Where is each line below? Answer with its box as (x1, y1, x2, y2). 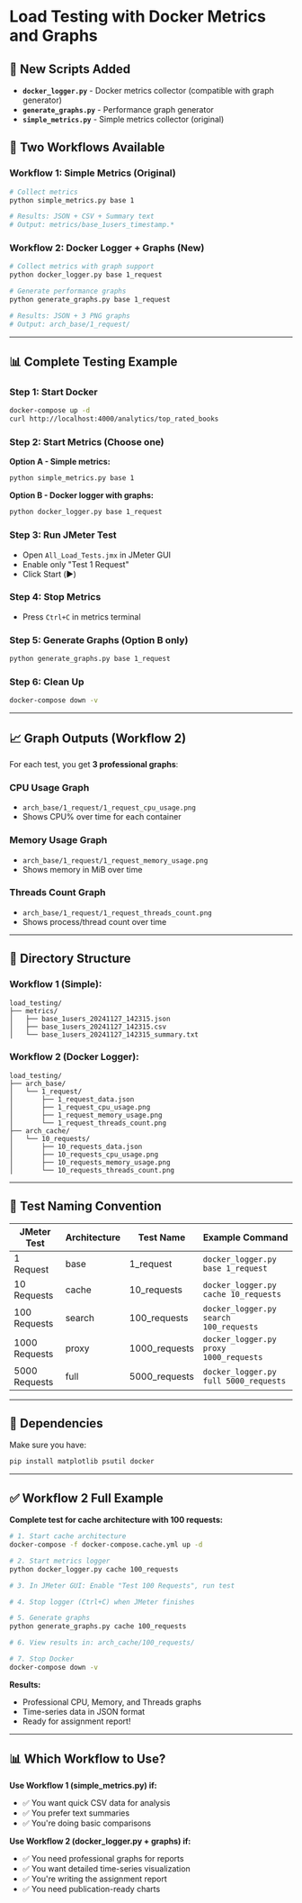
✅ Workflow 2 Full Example (9, 1491, 164, 1506)
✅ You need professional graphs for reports (22, 1853, 184, 1863)
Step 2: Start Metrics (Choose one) (9, 436, 164, 449)
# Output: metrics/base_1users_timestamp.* (9, 221, 175, 230)
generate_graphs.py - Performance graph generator (22, 104, 214, 114)
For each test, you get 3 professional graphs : (9, 758, 179, 769)
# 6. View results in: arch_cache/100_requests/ (9, 1638, 195, 1647)
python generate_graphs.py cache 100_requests (9, 1622, 187, 1631)
